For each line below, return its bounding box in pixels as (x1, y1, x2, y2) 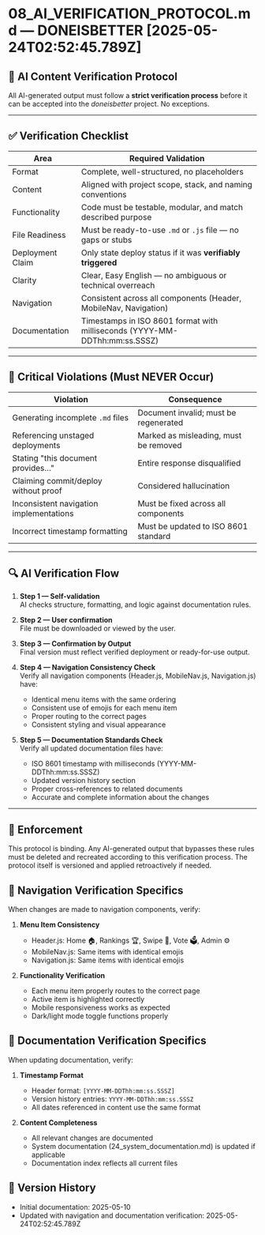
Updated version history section (31, 776, 136, 785)
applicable (31, 1150, 65, 1159)
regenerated (137, 416, 184, 427)
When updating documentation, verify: (8, 1055, 134, 1064)
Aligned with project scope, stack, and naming (81, 179, 252, 190)
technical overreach (81, 280, 155, 291)
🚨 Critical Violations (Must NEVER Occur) (8, 371, 215, 384)
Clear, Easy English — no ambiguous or (81, 269, 227, 281)
